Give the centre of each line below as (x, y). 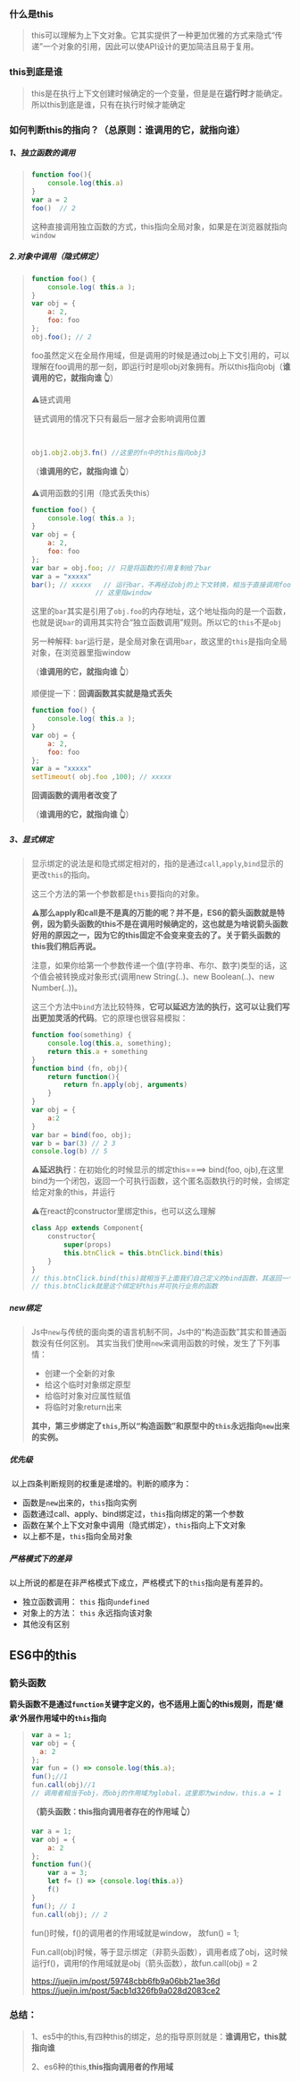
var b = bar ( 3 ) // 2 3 (73, 1143)
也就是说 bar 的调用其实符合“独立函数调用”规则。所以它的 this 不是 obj (156, 622)
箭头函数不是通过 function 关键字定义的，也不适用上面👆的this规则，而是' (142, 1704)
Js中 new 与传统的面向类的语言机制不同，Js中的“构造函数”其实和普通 (155, 1332)
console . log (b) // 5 (69, 1152)
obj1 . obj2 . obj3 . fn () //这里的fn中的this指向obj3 (119, 453)
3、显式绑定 (32, 839)
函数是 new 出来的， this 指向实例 (79, 1503)
